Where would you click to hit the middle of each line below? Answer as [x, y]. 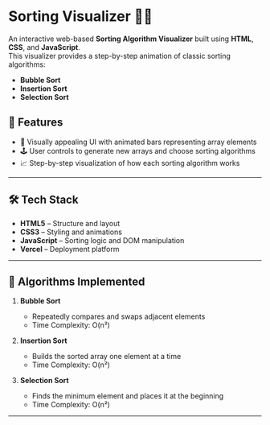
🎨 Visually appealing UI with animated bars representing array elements [138, 142]
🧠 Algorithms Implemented [77, 281]
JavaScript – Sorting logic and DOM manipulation [102, 240]
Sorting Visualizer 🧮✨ [81, 17]
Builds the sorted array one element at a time [106, 357]
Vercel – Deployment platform [70, 249]
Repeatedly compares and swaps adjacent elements [119, 316]
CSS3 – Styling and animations [71, 232]
